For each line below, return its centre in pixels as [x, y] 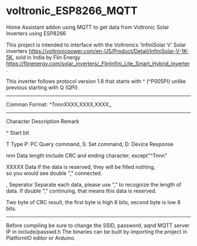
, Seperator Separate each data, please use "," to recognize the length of [94, 184]
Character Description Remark [43, 121]
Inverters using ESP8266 [36, 33]
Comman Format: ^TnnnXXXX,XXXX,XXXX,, [59, 104]
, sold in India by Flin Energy [47, 57]
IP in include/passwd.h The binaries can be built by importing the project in [97, 231]
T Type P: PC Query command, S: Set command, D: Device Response [90, 144]
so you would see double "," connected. [54, 173]
